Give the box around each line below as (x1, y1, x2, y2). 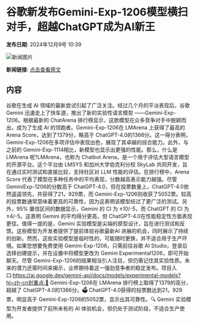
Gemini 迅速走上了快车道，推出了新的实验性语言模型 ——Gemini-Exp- (6, 109, 176, 116)
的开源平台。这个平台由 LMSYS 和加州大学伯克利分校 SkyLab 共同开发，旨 (6, 161, 188, 168)
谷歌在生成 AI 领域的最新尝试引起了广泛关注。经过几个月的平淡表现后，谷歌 (6, 102, 190, 109)
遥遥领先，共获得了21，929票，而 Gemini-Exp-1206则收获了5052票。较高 (11, 190, 192, 197)
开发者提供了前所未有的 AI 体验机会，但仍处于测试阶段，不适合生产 (16, 305, 180, 312)
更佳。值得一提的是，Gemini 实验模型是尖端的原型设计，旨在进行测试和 (6, 220, 180, 227)
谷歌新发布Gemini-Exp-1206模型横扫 (6, 5, 188, 19)
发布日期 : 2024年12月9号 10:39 (6, 41, 82, 48)
